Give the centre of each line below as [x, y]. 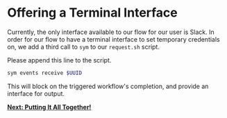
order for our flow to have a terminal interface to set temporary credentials [113, 39]
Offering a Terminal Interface [93, 13]
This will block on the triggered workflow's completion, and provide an [108, 86]
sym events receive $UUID [44, 73]
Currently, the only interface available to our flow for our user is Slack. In [111, 32]
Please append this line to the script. [59, 60]
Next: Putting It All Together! [49, 107]
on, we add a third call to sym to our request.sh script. [83, 47]
